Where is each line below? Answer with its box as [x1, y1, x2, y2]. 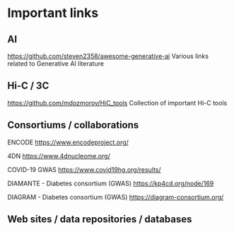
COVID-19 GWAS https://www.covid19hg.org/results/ [7, 165, 161, 174]
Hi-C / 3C [7, 80, 49, 92]
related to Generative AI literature [7, 59, 105, 68]
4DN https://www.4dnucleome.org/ [7, 151, 111, 160]
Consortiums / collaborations [7, 119, 139, 132]
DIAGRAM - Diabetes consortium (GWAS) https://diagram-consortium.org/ [7, 192, 224, 201]
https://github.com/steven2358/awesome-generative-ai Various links [7, 52, 209, 60]
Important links [7, 5, 99, 21]
